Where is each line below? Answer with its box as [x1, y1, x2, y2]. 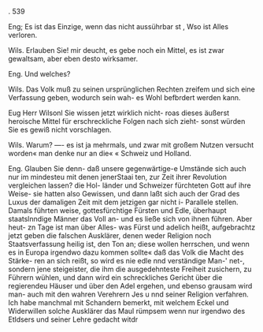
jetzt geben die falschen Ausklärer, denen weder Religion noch [8, 231, 212, 240]
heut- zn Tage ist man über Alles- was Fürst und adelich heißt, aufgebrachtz [8, 222, 256, 232]
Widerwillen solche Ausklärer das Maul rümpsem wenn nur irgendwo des [8, 307, 246, 315]
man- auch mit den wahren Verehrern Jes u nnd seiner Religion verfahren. [8, 289, 250, 299]
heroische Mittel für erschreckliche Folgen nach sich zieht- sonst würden [8, 117, 246, 125]
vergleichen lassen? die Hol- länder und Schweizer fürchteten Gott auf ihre [8, 181, 251, 190]
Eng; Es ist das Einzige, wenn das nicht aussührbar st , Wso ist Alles [8, 22, 229, 31]
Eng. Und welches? [8, 69, 71, 78]
